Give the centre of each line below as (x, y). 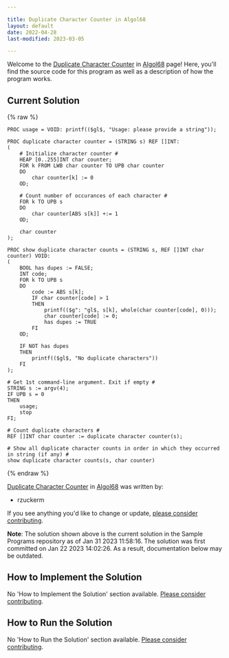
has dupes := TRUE (70, 322)
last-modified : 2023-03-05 (46, 39)
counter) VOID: (29, 256)
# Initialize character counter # (69, 154)
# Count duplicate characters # (53, 430)
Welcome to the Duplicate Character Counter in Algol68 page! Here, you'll (112, 64)
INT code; (34, 274)
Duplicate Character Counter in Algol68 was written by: (85, 487)
